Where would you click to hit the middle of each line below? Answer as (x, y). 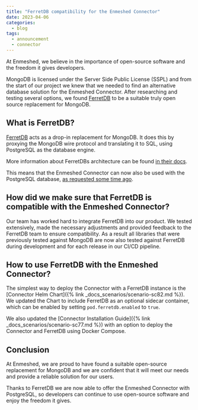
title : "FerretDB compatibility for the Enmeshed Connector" (83, 12)
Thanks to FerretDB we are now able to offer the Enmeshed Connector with (98, 388)
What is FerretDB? (41, 123)
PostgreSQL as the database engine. (51, 150)
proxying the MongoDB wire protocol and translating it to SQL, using (90, 143)
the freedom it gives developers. (46, 67)
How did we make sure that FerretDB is (79, 198)
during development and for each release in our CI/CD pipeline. (84, 246)
